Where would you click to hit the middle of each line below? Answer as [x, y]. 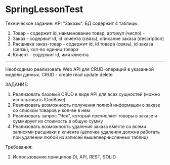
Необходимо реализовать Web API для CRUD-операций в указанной [80, 69]
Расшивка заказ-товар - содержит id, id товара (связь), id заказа [83, 44]
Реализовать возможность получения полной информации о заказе [86, 105]
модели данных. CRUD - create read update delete [59, 74]
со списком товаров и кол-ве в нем [51, 110]
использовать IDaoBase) [39, 99]
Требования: [19, 147]
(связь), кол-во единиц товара [46, 49]
